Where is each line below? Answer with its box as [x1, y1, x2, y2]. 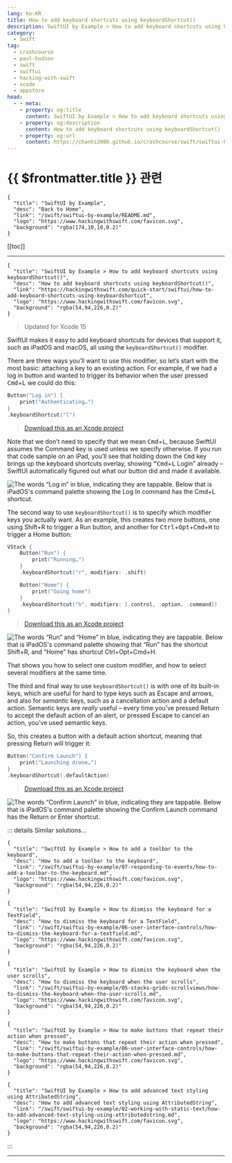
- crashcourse [13, 49, 54, 56]
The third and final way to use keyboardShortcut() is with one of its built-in [7, 682, 220, 690]
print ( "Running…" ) [32, 556, 85, 563]
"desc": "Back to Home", [13, 206, 85, 213]
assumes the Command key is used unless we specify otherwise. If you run [7, 444, 222, 453]
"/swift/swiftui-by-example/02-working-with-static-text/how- [37, 1105, 221, 1113]
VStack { [7, 543, 32, 550]
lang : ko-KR [7, 10, 41, 17]
